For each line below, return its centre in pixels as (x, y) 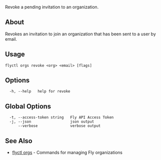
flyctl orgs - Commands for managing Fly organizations (67, 153)
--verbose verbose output (59, 126)
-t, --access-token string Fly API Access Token (62, 118)
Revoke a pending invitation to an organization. (52, 7)
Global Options (28, 106)
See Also (19, 141)
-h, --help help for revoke (40, 92)
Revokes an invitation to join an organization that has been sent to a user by (80, 34)
